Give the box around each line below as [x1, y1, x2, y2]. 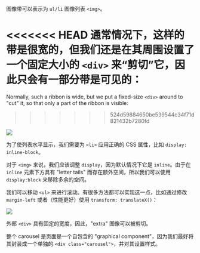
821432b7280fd [110, 117, 150, 124]
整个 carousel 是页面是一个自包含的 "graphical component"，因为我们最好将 [6, 232, 194, 240]
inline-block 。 [6, 148, 44, 155]
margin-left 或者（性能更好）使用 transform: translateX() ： [6, 196, 158, 203]
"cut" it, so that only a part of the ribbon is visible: [6, 99, 128, 106]
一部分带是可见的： [48, 73, 143, 87]
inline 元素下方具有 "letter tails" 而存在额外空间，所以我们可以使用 [6, 168, 171, 175]
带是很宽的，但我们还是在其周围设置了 [6, 44, 195, 57]
